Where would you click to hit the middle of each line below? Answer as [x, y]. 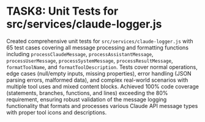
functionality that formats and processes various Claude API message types [102, 106]
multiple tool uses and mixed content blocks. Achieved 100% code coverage [102, 86]
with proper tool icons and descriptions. [57, 112]
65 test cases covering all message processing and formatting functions [97, 48]
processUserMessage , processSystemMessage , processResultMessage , [90, 60]
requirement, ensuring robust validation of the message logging [87, 99]
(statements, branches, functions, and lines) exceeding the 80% [87, 93]
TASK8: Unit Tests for [62, 11]
